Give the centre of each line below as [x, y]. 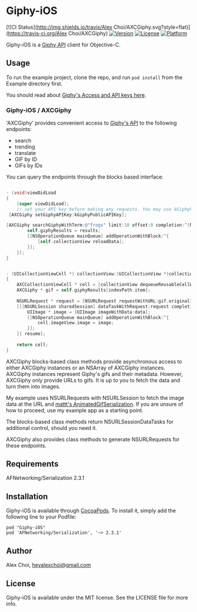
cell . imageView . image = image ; [76, 323]
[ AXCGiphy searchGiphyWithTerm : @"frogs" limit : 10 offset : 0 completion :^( [98, 225]
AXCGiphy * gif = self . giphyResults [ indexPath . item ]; [84, 290]
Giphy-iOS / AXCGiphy [39, 110]
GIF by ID [26, 159]
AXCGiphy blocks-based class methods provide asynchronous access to [94, 361]
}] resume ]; [31, 334]
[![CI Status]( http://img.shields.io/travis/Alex [59, 27]
